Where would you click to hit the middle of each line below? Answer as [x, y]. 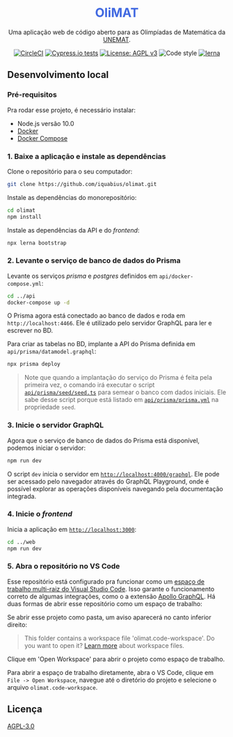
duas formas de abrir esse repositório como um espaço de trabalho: [105, 603]
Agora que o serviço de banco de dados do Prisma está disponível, [104, 440]
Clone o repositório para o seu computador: [70, 171]
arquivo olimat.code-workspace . [53, 687]
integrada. [22, 496]
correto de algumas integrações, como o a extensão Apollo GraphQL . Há [111, 596]
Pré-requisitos [32, 95]
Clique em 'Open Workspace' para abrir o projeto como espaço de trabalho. [116, 659]
